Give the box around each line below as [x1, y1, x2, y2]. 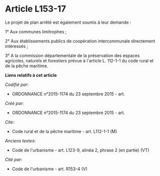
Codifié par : [5, 81, 29, 88]
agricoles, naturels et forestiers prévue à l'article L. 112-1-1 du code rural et [5, 58, 154, 63]
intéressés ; [5, 43, 28, 49]
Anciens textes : [5, 138, 36, 144]
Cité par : [5, 156, 23, 162]
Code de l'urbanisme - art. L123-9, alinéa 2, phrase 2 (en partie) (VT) [12, 147, 150, 153]
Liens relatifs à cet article [5, 72, 57, 78]
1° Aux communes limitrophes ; [5, 29, 67, 34]
